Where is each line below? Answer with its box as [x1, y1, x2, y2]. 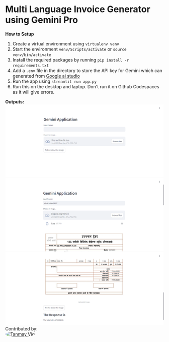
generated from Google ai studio [12, 73, 80, 79]
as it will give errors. [12, 89, 54, 95]
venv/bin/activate [12, 52, 51, 58]
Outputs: [5, 98, 24, 104]
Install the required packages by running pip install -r [12, 56, 129, 63]
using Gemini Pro [5, 14, 78, 26]
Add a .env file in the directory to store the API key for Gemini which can [12, 67, 162, 74]
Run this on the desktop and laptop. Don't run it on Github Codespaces [12, 83, 159, 89]
